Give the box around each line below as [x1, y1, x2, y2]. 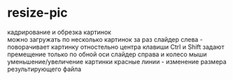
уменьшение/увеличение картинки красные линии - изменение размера [7, 57, 227, 65]
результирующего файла [7, 65, 82, 73]
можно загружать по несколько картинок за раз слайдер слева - [7, 35, 203, 43]
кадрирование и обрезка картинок [7, 28, 112, 36]
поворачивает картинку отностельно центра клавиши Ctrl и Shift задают [7, 42, 225, 51]
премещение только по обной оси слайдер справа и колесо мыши [7, 50, 208, 58]
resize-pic [7, 5, 68, 21]
